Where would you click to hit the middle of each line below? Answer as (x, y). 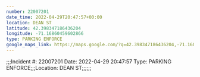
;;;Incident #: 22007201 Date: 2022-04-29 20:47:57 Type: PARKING (89, 61)
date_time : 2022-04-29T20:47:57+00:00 (54, 17)
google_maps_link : (29, 45)
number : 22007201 (28, 12)
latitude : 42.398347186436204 (44, 28)
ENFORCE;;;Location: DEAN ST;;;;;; (49, 68)
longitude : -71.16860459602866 (45, 34)
